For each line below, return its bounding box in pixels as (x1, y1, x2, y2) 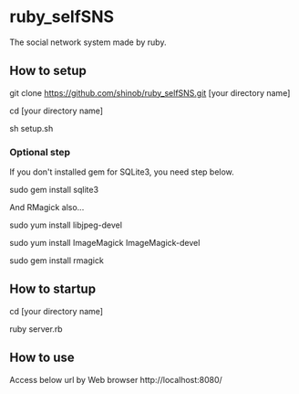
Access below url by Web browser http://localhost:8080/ (9, 374, 223, 385)
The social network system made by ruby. (9, 37, 167, 48)
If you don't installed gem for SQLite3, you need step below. (9, 166, 234, 177)
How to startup (9, 282, 97, 297)
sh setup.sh (9, 122, 54, 133)
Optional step (9, 145, 71, 158)
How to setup (9, 63, 87, 79)
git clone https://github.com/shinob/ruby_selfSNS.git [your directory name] (9, 87, 291, 98)
